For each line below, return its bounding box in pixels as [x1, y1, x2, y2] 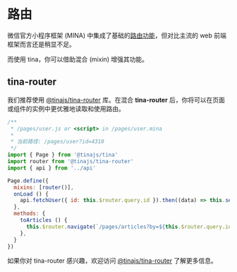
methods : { [13, 210, 46, 218]
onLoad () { [13, 190, 49, 198]
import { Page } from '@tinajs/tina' [7, 151, 119, 159]
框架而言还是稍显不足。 [7, 40, 75, 48]
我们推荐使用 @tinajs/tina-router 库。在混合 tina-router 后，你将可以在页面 [7, 95, 226, 104]
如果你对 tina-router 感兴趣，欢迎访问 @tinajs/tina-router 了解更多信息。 [7, 256, 217, 265]
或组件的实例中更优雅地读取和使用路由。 [7, 104, 125, 113]
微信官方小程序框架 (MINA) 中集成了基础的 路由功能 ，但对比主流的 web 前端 [7, 31, 227, 40]
